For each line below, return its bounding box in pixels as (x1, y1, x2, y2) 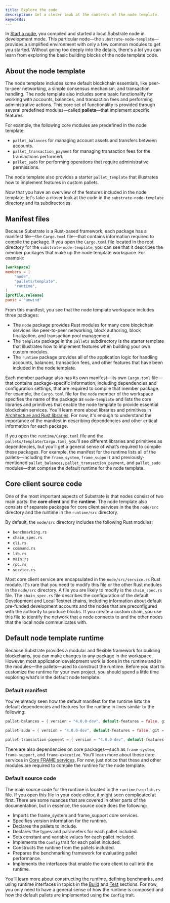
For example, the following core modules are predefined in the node (5, 122, 147, 128)
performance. (12, 855, 41, 861)
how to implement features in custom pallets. (5, 179, 99, 186)
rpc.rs (12, 562, 27, 567)
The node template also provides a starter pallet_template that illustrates (5, 174, 158, 180)
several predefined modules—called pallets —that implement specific (5, 107, 150, 113)
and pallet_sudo (126, 460, 161, 466)
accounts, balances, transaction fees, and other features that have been (12, 359, 163, 366)
